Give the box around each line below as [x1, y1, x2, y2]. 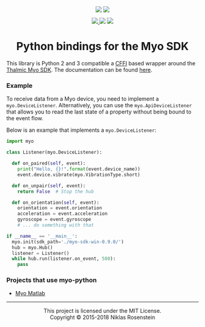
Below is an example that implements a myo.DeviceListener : [6, 126, 157, 134]
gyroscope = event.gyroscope [17, 217, 92, 223]
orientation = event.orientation [17, 205, 103, 211]
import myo [6, 138, 34, 145]
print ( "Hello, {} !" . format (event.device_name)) [17, 166, 140, 173]
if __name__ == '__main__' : [6, 233, 78, 239]
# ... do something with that [17, 222, 95, 228]
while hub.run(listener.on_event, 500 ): [12, 256, 116, 262]
